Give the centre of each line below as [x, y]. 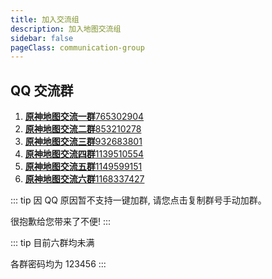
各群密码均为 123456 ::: [58, 264]
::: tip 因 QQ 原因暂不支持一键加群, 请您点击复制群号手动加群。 [138, 200]
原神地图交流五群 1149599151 [83, 167]
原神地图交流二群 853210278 [83, 129]
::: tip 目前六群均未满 [52, 243]
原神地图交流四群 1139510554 [84, 154]
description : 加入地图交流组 [66, 29]
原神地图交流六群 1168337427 [84, 179]
